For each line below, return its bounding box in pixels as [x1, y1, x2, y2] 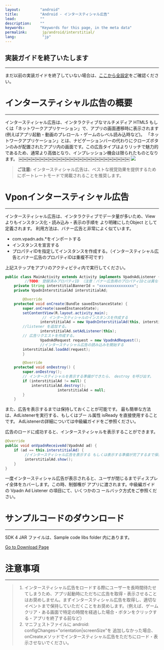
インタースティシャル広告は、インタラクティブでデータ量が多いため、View [5, 213, 156, 219]
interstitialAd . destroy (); [31, 383, 86, 388]
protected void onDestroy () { [14, 365, 76, 370]
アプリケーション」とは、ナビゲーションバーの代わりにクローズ [21, 138, 150, 144]
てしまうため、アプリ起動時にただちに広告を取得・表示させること [24, 591, 157, 597]
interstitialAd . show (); [24, 457, 73, 462]
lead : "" [5, 16, 45, 21]
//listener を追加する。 [22, 324, 69, 329]
